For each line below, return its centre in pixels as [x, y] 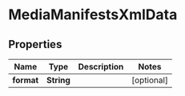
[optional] [149, 80]
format [26, 80]
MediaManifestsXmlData [93, 15]
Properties [35, 44]
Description [101, 67]
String [58, 80]
